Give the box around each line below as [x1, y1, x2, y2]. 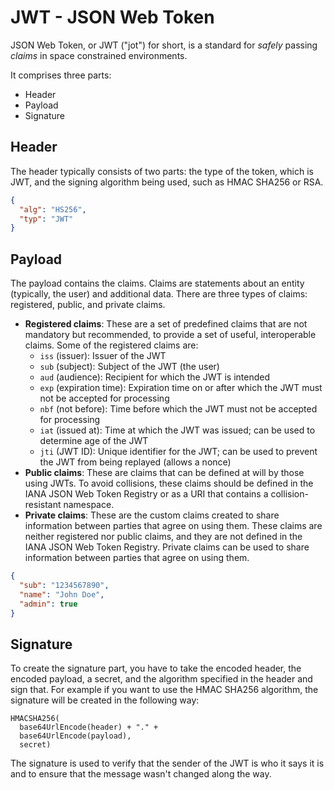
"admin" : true [19, 599, 78, 609]
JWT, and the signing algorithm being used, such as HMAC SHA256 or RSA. [10, 176, 324, 188]
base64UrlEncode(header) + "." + [19, 722, 159, 733]
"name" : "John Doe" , [19, 589, 105, 600]
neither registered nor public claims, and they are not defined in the [24, 531, 303, 543]
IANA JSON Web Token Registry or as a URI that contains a [24, 488, 269, 500]
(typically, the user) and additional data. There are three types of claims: [10, 288, 308, 300]
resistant [24, 499, 62, 511]
